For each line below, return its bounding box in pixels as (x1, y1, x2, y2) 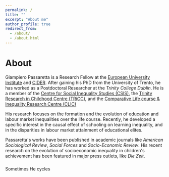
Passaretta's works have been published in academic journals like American (5, 137, 163, 143)
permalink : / (5, 7, 33, 13)
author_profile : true (5, 21, 51, 27)
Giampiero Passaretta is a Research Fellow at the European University (5, 74, 150, 80)
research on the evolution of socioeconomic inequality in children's (5, 147, 145, 153)
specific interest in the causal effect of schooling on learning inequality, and (5, 121, 163, 127)
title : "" (5, 12, 26, 17)
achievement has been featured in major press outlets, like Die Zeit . (5, 153, 145, 159)
